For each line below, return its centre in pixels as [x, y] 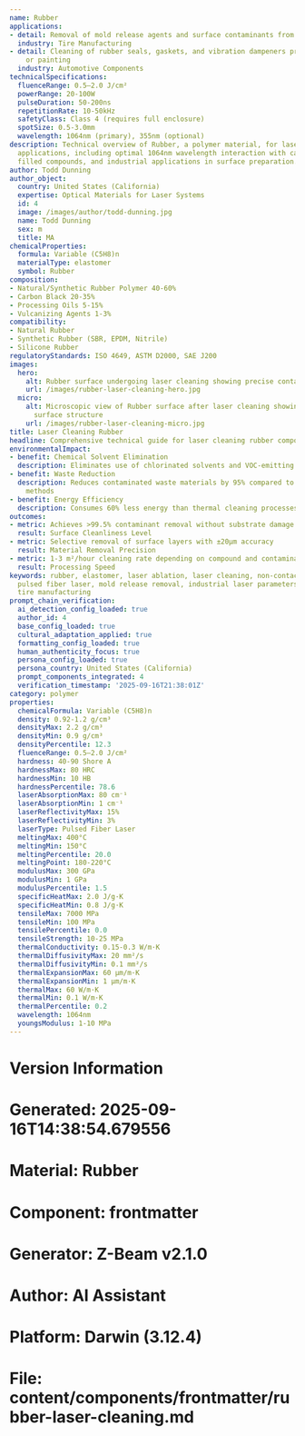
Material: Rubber [74, 1171]
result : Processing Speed [67, 567]
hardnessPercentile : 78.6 [67, 787]
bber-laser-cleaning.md [102, 1417]
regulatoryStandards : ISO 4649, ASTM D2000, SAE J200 [113, 355]
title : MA [36, 237]
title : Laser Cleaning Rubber [67, 432]
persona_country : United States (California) [105, 669]
